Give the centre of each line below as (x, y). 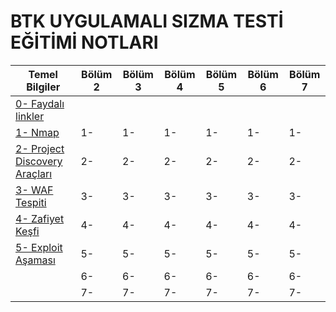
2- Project (40, 148)
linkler (30, 116)
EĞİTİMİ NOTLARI (84, 42)
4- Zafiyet (40, 218)
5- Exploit (39, 247)
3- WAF (34, 190)
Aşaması (35, 260)
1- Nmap (37, 132)
